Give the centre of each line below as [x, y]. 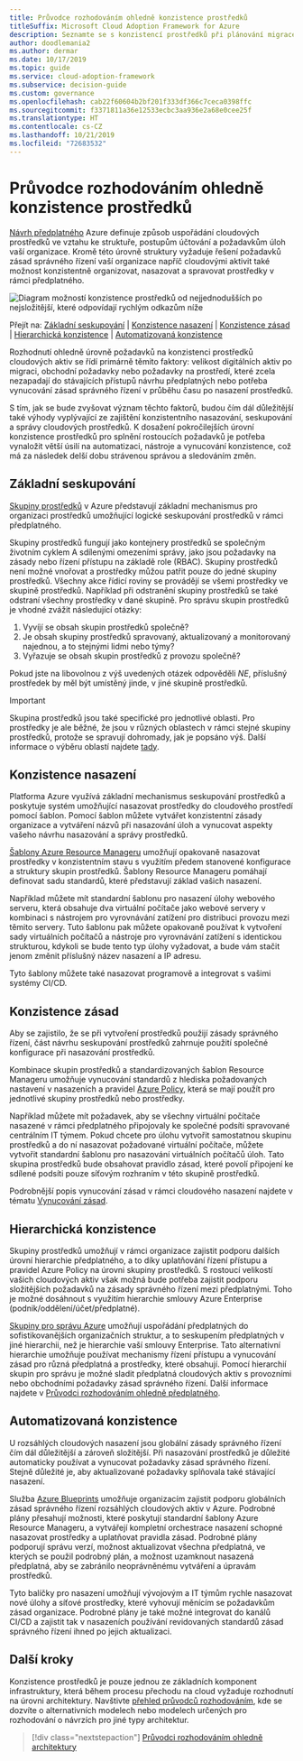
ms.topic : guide [40, 69]
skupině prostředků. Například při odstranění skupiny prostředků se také [144, 590]
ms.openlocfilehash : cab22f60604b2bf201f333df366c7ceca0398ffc [131, 101]
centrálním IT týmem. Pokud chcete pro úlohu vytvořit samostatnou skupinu [150, 1135]
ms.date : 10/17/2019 [48, 60]
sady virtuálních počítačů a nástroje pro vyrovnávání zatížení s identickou [146, 937]
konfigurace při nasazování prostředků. [83, 1053]
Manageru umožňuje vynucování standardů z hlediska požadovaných [138, 1080]
